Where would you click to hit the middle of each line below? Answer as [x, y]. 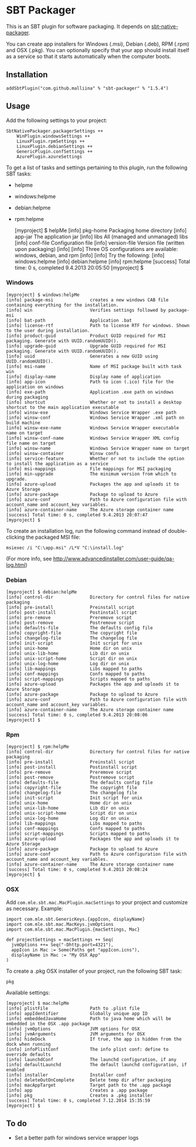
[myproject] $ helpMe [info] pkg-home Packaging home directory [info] [101, 230]
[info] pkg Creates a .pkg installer [80, 1095]
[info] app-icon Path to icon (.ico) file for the [90, 382]
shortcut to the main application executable [62, 407]
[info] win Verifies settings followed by [86, 310]
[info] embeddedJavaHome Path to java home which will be [89, 1018]
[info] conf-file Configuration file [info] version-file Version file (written [99, 243]
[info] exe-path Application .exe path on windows [90, 392]
